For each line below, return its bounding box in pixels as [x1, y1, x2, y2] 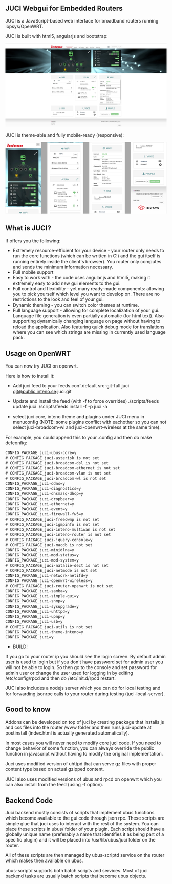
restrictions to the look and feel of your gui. [12, 296, 104, 303]
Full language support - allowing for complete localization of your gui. [12, 307, 160, 313]
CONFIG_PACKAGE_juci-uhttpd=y [5, 609, 70, 614]
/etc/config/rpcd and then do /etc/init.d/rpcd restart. [5, 675, 116, 681]
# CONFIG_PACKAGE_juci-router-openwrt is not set [5, 583, 114, 588]
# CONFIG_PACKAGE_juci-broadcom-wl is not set [5, 476, 106, 481]
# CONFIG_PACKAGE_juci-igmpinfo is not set [5, 522, 100, 527]
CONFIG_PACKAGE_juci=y [5, 634, 54, 639]
